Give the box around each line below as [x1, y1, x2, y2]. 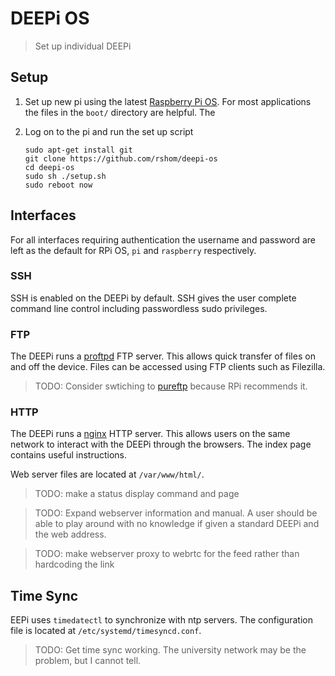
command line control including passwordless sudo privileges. [10, 302, 268, 314]
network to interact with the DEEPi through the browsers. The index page [10, 438, 312, 451]
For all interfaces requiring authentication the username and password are [10, 233, 316, 246]
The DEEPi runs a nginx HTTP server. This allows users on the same [10, 428, 291, 440]
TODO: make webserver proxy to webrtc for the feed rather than [34, 548, 300, 560]
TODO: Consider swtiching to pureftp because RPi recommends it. [34, 380, 308, 392]
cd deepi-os [24, 162, 75, 172]
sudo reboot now [24, 180, 93, 190]
